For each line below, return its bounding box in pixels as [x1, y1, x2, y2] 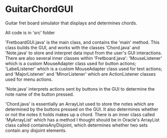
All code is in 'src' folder [5, 29, 55, 35]
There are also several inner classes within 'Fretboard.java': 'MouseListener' [5, 55, 162, 61]
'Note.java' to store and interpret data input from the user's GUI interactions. [5, 50, 162, 56]
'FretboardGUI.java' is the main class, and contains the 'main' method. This [5, 39, 160, 45]
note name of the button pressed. [5, 91, 74, 97]
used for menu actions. [5, 76, 53, 82]
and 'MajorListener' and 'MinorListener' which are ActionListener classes [5, 71, 156, 77]
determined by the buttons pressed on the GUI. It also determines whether [5, 106, 158, 112]
